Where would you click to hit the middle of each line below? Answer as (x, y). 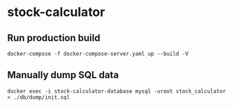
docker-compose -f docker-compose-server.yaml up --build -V (98, 54)
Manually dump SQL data (63, 75)
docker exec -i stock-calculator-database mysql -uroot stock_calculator (117, 91)
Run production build (54, 38)
